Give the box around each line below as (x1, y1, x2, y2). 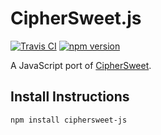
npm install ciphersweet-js (10, 115, 128, 125)
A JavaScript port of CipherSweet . (10, 59, 152, 71)
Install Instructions (10, 88, 130, 106)
